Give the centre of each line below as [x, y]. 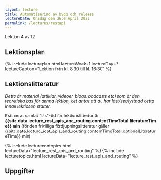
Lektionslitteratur [32, 84]
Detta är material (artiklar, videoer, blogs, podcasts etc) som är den [73, 96]
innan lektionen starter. [28, 106]
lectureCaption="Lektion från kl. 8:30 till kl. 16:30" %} [59, 69]
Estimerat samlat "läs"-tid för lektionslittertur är [52, 115]
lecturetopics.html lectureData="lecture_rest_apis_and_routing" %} [72, 156]
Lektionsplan [25, 52]
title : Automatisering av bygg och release [50, 14]
